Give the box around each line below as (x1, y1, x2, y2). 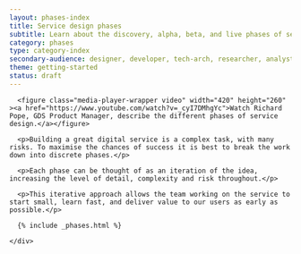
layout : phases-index (9, 13, 90, 22)
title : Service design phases (9, 21, 123, 30)
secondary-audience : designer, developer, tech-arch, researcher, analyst (9, 55, 295, 63)
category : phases (9, 38, 74, 47)
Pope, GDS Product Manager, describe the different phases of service (9, 111, 279, 121)
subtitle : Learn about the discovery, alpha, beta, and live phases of (9, 30, 282, 38)
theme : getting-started (9, 63, 99, 72)
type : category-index (9, 47, 90, 55)
